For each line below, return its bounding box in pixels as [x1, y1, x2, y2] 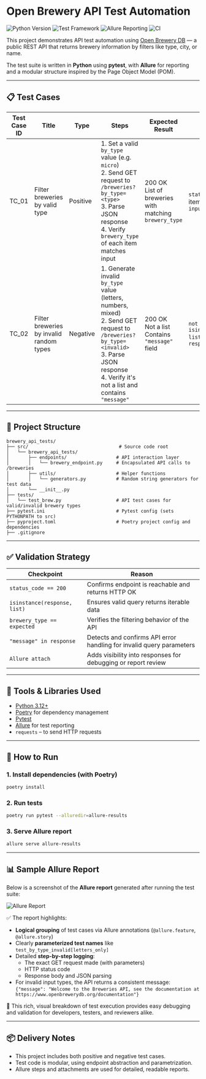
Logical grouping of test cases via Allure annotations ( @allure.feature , [15, 926, 196, 934]
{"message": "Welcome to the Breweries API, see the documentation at [15, 986, 200, 992]
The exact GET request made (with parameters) [24, 959, 145, 966]
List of [145, 186, 163, 194]
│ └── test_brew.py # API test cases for [6, 497, 172, 504]
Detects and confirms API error [86, 633, 177, 642]
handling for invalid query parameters [86, 641, 195, 650]
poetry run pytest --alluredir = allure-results [6, 813, 128, 819]
